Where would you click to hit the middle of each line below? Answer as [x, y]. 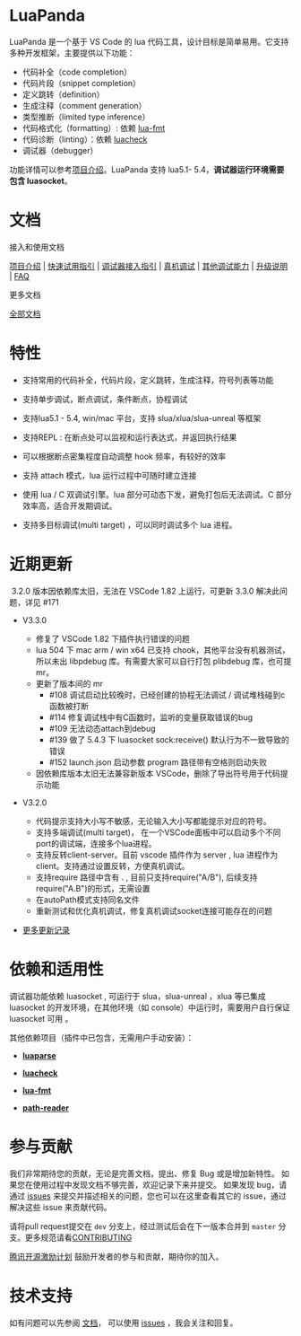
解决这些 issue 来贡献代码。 [60, 1207]
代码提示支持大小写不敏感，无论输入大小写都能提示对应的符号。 [153, 821]
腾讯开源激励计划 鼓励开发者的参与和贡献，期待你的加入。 [116, 1256]
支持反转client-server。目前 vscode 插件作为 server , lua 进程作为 [157, 855]
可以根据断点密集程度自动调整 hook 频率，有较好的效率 [124, 456]
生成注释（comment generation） [84, 105]
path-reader [46, 1107]
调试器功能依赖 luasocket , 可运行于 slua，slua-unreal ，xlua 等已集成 [138, 996]
